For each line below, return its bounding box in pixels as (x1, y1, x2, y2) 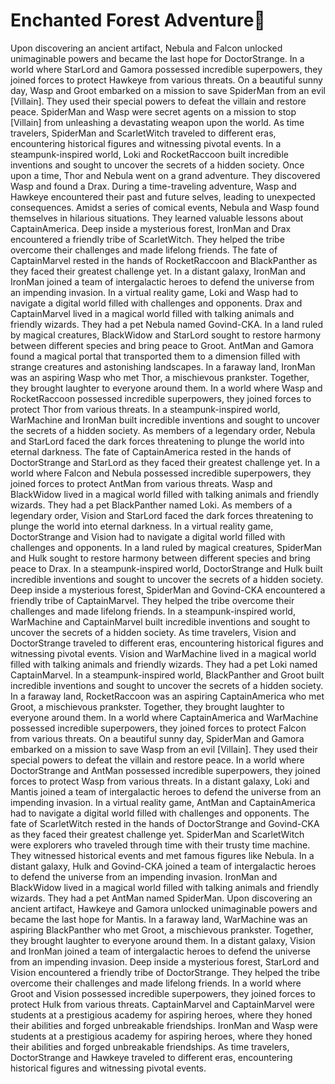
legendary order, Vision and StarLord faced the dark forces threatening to (10, 509, 314, 521)
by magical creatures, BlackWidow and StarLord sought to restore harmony (10, 329, 322, 341)
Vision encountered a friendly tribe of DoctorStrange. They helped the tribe (10, 966, 321, 978)
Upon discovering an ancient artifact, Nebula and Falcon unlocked (10, 42, 283, 54)
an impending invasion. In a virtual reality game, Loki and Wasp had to (10, 286, 299, 298)
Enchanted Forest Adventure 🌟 (10, 9, 266, 32)
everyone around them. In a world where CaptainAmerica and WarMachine (10, 711, 319, 723)
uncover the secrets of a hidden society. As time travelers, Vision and (10, 626, 297, 638)
